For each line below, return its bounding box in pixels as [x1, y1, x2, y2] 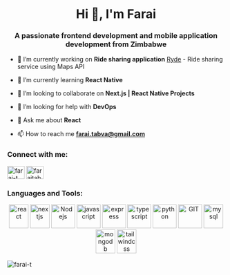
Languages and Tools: [7, 188, 83, 198]
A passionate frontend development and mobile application [15, 31, 218, 41]
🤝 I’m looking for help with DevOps [17, 103, 117, 111]
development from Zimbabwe [65, 39, 167, 49]
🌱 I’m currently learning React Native [17, 76, 123, 84]
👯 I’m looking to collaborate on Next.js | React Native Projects [17, 89, 195, 97]
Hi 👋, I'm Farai [75, 6, 157, 22]
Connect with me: [7, 150, 68, 160]
